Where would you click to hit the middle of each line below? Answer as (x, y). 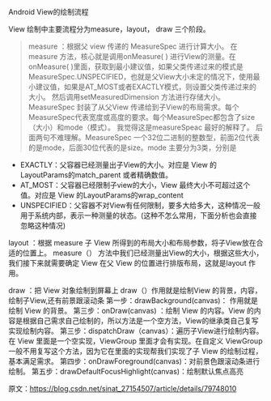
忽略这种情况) (43, 226)
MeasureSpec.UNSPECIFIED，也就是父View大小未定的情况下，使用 (140, 77)
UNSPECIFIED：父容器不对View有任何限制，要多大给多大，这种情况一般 (140, 205)
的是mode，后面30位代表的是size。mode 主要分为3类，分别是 (132, 147)
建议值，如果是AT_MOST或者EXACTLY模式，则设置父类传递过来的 (146, 87)
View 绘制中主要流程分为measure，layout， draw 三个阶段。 (109, 29)
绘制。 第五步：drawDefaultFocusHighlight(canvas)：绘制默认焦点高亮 (126, 371)
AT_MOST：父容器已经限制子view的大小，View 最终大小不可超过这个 (135, 185)
